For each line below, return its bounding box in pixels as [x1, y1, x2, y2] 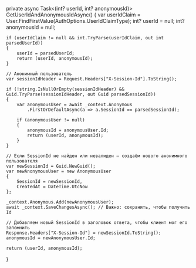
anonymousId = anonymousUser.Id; [27, 127, 109, 133]
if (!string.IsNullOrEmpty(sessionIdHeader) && [6, 86, 125, 92]
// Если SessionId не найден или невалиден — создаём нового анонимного [6, 153, 188, 159]
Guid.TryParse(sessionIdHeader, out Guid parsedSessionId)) [6, 91, 157, 97]
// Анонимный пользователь [6, 71, 72, 77]
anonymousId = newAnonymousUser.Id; [6, 235, 96, 241]
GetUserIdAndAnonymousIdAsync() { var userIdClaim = [6, 11, 141, 18]
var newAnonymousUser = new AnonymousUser [6, 168, 111, 174]
